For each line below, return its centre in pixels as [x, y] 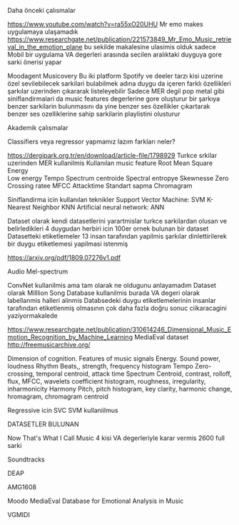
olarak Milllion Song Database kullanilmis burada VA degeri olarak [104, 293]
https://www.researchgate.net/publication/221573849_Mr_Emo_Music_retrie [119, 39]
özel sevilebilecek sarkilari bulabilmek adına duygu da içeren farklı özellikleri [119, 84]
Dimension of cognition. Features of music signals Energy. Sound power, [114, 359]
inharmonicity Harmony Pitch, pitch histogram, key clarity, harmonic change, [120, 389]
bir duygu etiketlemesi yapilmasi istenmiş [68, 244]
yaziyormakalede [33, 316]
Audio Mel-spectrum [38, 271]
